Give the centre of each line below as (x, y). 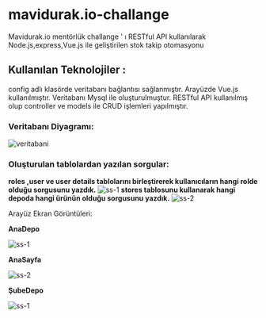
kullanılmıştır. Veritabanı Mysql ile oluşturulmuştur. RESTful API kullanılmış (128, 98)
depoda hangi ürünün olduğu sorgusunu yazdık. (89, 198)
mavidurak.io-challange (89, 15)
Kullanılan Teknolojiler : (67, 70)
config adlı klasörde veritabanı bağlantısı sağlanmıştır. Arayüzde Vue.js (123, 89)
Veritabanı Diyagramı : (51, 126)
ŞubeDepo (26, 290)
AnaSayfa (25, 260)
